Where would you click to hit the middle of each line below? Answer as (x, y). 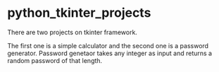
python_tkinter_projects (79, 13)
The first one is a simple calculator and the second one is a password (108, 45)
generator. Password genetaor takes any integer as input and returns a (110, 53)
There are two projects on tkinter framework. (72, 32)
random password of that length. (55, 60)
